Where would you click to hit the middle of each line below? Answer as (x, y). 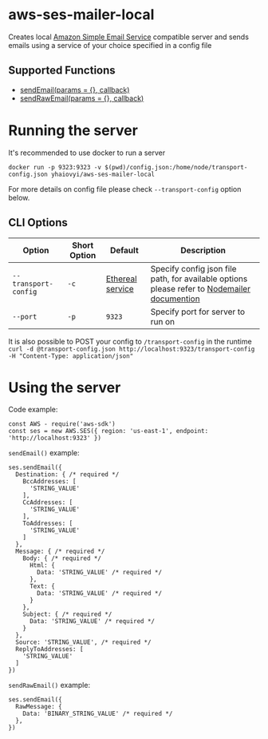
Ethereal (121, 279)
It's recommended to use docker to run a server (87, 153)
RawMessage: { (39, 707)
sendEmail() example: (44, 453)
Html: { (42, 566)
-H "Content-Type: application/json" (71, 356)
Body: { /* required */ (62, 558)
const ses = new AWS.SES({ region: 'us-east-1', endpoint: (108, 431)
